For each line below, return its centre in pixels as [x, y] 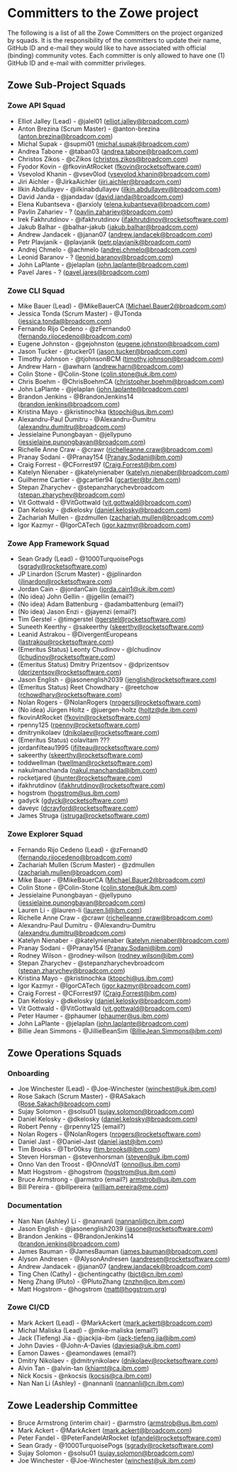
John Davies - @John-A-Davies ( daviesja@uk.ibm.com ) [99, 1345]
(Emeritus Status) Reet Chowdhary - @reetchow [88, 687]
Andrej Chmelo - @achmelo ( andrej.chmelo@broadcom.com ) [107, 249]
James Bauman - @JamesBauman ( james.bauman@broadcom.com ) [118, 1251]
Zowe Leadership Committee [73, 1406]
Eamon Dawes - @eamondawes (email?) [77, 1353]
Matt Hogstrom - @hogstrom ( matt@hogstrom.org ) [92, 1289]
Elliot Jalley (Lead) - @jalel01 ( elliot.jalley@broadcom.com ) [103, 121]
